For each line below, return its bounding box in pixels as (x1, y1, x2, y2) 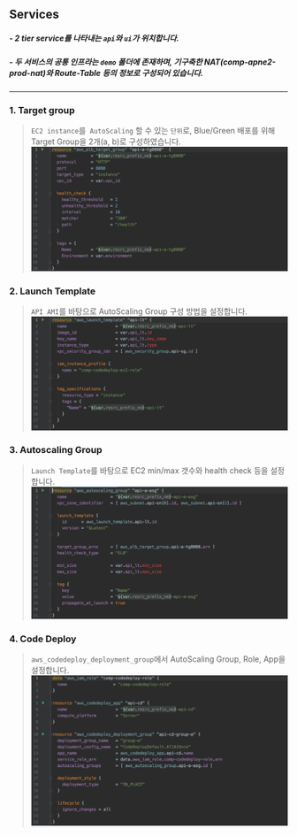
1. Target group (9, 104, 75, 116)
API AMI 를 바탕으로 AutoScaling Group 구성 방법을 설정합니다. (30, 306, 247, 317)
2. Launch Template (9, 285, 96, 297)
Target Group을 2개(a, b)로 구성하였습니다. (30, 136, 181, 147)
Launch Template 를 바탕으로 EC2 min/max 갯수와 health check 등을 (30, 464, 269, 476)
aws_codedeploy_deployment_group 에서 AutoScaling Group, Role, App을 (30, 654, 286, 664)
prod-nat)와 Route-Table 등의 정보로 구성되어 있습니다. (9, 68, 203, 79)
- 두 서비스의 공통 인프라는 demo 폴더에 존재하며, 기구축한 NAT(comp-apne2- (9, 57, 277, 67)
